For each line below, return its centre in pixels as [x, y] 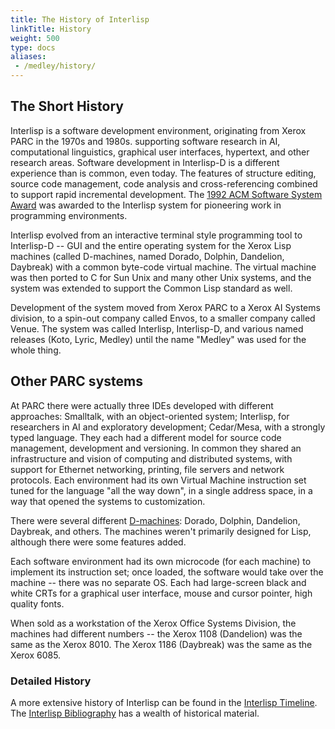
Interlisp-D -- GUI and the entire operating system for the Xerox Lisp [151, 245]
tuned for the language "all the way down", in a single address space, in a [161, 490]
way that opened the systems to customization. [108, 501]
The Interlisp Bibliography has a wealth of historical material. [135, 713]
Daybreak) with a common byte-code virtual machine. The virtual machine [163, 267]
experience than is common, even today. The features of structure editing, [163, 173]
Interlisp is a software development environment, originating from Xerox [158, 130]
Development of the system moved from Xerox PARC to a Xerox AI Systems [165, 307]
